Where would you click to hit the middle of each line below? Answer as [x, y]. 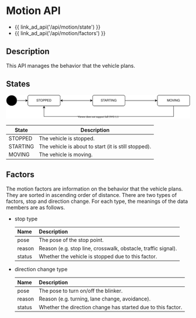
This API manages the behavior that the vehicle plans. [71, 65]
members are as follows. [36, 207]
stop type [26, 219]
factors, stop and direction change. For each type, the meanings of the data [97, 201]
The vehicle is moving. [66, 155]
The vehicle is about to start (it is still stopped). [95, 147]
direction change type [41, 269]
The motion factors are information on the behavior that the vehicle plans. [94, 189]
